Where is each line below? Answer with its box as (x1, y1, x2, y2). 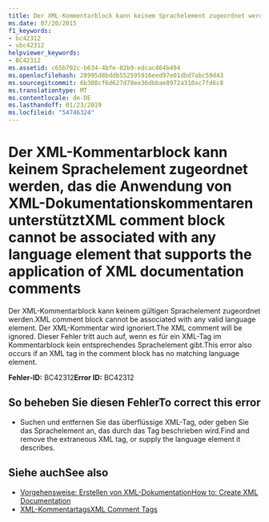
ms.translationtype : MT (8, 86, 88, 95)
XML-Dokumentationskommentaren (8, 194, 254, 212)
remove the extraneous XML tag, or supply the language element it (19, 434, 241, 443)
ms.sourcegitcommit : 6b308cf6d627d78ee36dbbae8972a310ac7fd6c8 (8, 79, 224, 87)
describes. (19, 443, 55, 452)
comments (8, 280, 82, 297)
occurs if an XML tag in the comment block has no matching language (8, 348, 240, 358)
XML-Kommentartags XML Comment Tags (19, 504, 158, 514)
